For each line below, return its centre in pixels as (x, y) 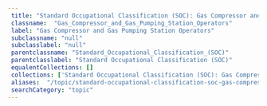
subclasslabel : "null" (49, 45)
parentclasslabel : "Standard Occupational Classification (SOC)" (122, 61)
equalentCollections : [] (52, 68)
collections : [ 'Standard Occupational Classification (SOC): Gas (122, 75)
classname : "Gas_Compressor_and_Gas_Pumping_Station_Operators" (122, 23)
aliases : (26, 82)
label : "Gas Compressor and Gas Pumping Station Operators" (113, 30)
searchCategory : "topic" (52, 90)
